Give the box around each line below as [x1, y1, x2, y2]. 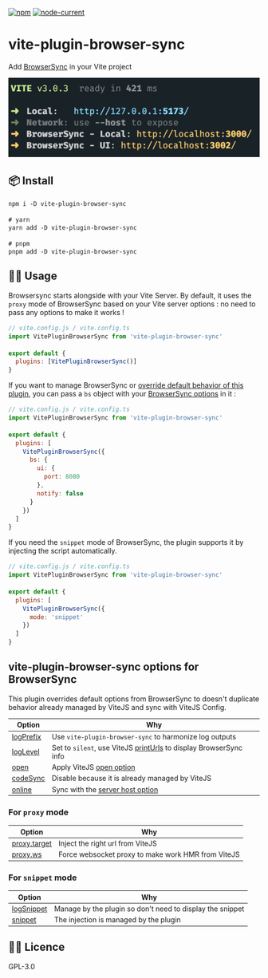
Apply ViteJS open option [51, 763, 136, 772]
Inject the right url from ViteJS [58, 838, 157, 849]
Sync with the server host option [51, 784, 159, 794]
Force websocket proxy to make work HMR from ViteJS [58, 850, 241, 859]
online [11, 784, 32, 794]
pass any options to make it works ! [8, 307, 125, 317]
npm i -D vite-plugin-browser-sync [8, 200, 127, 208]
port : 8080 [43, 473, 81, 481]
